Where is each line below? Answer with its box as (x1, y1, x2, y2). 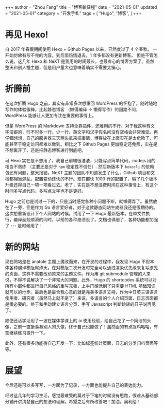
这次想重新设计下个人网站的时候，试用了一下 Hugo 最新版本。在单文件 (5, 210, 146, 216)
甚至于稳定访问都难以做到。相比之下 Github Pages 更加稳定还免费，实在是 (9, 141, 158, 147)
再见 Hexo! (5, 29, 49, 40)
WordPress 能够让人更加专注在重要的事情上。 (5, 112, 96, 118)
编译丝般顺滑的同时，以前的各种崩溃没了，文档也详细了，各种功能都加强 (13, 216, 158, 223)
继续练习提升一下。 (9, 330, 48, 335)
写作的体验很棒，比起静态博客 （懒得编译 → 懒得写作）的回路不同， (5, 106, 141, 112)
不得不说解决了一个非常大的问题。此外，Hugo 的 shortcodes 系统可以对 (13, 277, 157, 282)
